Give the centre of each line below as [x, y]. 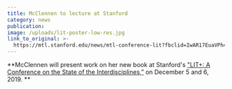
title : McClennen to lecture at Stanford [68, 13]
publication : [26, 26]
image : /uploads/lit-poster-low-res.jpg [66, 33]
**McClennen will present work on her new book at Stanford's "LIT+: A [109, 65]
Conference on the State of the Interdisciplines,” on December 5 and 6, [108, 72]
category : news [29, 20]
